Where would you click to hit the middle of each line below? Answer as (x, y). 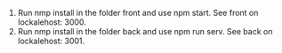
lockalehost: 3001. (51, 41)
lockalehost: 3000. (52, 22)
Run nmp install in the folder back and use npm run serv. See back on (145, 31)
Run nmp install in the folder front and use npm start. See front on (138, 13)
